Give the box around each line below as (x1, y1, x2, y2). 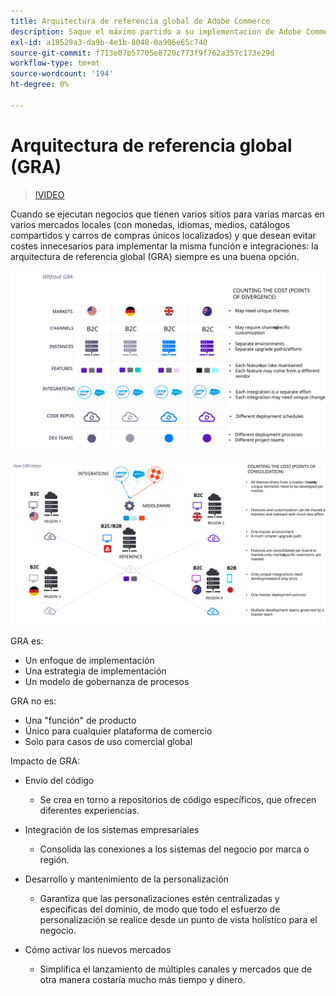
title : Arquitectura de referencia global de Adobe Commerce (10, 16, 271, 26)
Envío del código (24, 774, 95, 786)
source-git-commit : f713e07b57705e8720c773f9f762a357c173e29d (10, 48, 275, 58)
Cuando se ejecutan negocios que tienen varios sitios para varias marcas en (10, 208, 325, 220)
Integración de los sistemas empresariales (24, 823, 200, 835)
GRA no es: (10, 695, 57, 707)
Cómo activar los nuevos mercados (24, 943, 172, 955)
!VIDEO (34, 188, 65, 200)
